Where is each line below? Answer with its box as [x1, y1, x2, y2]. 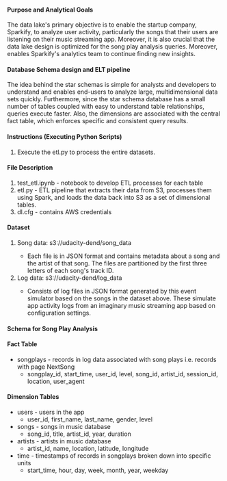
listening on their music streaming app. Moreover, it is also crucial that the [7, 35, 215, 44]
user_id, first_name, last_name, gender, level [27, 415, 152, 424]
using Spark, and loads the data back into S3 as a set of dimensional [16, 193, 211, 201]
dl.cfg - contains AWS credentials [16, 207, 112, 216]
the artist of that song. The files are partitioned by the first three [27, 259, 207, 268]
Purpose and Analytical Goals [7, 5, 94, 14]
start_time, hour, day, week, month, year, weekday [27, 466, 169, 475]
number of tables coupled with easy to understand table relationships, [7, 103, 205, 111]
